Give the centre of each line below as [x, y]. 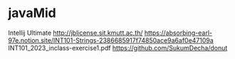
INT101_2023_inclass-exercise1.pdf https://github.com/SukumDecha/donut [118, 48]
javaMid [32, 13]
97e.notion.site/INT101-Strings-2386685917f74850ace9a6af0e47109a [111, 40]
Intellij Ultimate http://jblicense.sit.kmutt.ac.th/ [75, 33]
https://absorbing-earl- [178, 33]
